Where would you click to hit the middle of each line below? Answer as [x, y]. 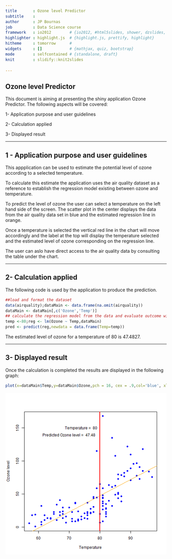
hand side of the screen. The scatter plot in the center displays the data [81, 209]
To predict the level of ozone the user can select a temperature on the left [83, 204]
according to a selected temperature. [44, 173]
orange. [14, 220]
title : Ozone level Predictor [46, 11]
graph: [12, 376]
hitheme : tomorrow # [39, 44]
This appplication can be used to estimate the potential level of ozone [79, 167]
